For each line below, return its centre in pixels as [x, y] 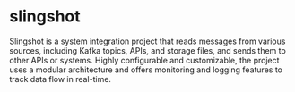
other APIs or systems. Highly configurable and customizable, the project [144, 60]
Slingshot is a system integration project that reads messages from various [147, 41]
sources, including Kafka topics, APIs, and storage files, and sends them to [148, 50]
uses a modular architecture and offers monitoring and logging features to [146, 70]
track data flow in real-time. [61, 79]
